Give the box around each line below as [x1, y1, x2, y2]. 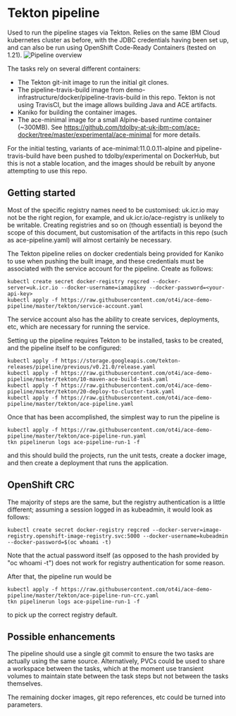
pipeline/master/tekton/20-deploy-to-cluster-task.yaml [7, 388, 175, 395]
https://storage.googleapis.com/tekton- [61, 357, 181, 364]
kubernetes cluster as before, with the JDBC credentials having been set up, [7, 35, 229, 44]
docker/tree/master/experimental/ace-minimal [17, 130, 152, 139]
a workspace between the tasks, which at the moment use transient [7, 665, 204, 673]
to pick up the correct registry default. [7, 610, 118, 619]
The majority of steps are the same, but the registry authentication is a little [7, 498, 225, 506]
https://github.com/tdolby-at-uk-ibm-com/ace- [63, 123, 201, 131]
